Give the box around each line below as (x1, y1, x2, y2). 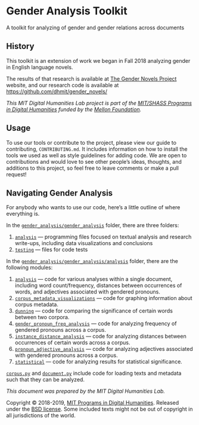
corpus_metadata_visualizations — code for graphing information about (14, 295, 192, 302)
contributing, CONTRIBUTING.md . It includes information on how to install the (6, 145, 188, 152)
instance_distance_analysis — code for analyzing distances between (14, 333, 186, 340)
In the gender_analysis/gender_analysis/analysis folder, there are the (6, 258, 179, 265)
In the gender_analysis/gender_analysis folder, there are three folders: (6, 222, 179, 229)
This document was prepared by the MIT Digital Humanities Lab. (6, 387, 165, 395)
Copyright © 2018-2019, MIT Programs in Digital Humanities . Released (6, 399, 179, 406)
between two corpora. (14, 314, 70, 321)
